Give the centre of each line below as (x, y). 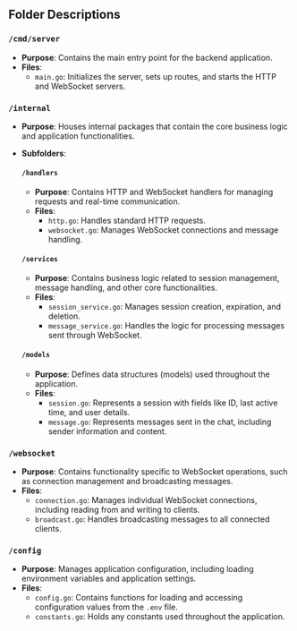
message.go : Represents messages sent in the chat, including (160, 422)
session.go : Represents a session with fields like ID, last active (163, 403)
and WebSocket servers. (80, 86)
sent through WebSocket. (95, 336)
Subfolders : (43, 153)
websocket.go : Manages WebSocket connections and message (163, 230)
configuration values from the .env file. (106, 607)
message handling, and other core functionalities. (126, 288)
